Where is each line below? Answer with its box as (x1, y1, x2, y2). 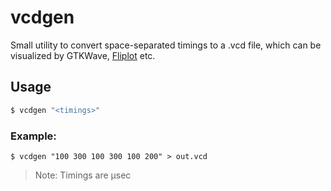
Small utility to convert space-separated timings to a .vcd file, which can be (10, 39, 322, 51)
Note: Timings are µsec (34, 169, 132, 181)
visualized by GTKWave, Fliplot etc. (10, 49, 156, 61)
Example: (10, 129, 57, 143)
